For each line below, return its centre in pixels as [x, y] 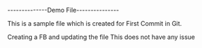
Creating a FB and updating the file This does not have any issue [101, 37]
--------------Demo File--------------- [63, 10]
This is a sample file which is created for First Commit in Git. [95, 23]
